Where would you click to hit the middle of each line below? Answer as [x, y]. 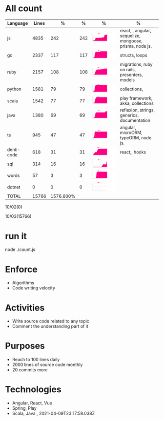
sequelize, [130, 36]
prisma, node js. [136, 46]
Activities [25, 308]
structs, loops [133, 55]
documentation [135, 120]
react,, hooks [133, 152]
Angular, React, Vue [32, 403]
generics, [129, 115]
